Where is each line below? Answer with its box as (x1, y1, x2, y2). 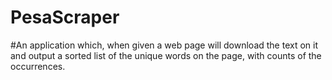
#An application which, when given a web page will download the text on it (10, 39, 319, 51)
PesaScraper (10, 6, 120, 29)
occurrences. (10, 60, 66, 72)
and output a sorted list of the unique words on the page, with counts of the (10, 49, 322, 61)
